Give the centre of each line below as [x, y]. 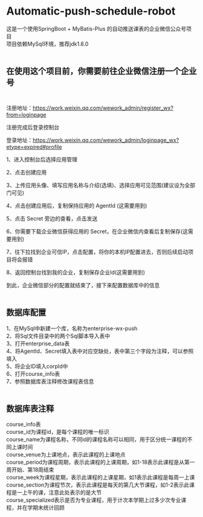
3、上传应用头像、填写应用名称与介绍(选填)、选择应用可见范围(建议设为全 [98, 185]
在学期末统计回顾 [43, 508]
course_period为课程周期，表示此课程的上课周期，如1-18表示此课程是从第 [98, 462]
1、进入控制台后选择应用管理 [42, 159]
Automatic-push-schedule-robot [91, 11]
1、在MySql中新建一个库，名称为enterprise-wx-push [72, 328]
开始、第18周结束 [33, 470]
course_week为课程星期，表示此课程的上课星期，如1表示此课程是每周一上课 [101, 478]
